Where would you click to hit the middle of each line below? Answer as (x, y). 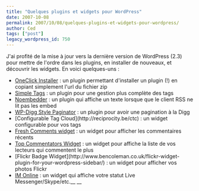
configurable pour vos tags (48, 125)
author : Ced (21, 28)
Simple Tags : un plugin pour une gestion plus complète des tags (94, 93)
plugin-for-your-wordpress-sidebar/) (60, 162)
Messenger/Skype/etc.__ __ (48, 181)
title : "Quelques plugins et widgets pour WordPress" (74, 12)
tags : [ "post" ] (25, 34)
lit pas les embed (36, 106)
